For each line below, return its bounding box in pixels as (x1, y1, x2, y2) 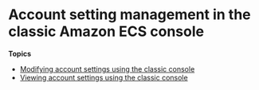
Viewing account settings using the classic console (19, 72, 189, 82)
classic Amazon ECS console (8, 22, 205, 41)
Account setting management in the (8, 6, 251, 24)
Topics (8, 49, 32, 58)
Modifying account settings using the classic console (19, 64, 195, 73)
